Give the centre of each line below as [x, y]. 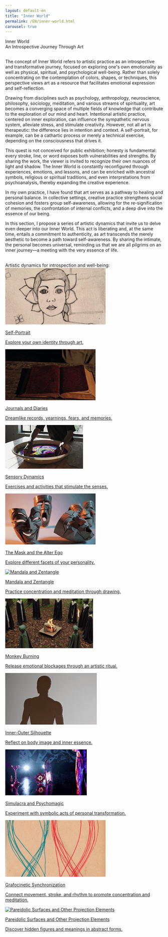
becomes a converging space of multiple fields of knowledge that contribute [84, 109]
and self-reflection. [25, 89]
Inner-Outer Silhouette [28, 733]
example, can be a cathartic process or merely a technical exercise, [75, 135]
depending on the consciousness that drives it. [54, 141]
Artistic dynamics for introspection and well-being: [58, 265]
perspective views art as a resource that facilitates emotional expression [80, 83]
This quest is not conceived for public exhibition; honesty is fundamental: [81, 150]
